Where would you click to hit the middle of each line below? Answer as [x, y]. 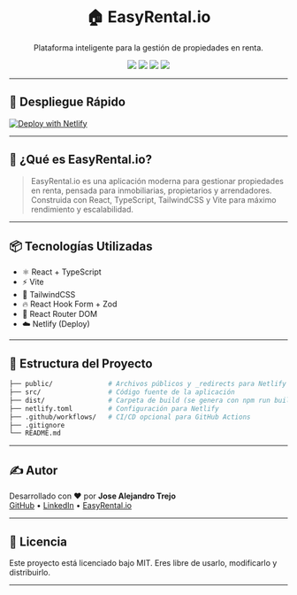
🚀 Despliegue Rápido [68, 102]
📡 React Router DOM [60, 314]
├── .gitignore [37, 425]
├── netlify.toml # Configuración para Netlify [114, 408]
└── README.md [35, 433]
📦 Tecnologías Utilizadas [81, 246]
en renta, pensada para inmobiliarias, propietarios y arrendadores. [151, 190]
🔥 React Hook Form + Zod [69, 304]
